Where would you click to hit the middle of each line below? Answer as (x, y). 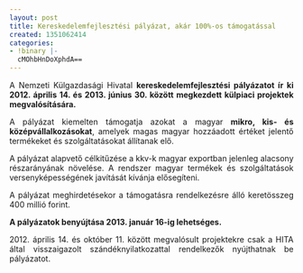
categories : (32, 43)
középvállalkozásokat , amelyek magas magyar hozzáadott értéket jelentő (151, 131)
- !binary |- (34, 51)
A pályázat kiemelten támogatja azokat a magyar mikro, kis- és (152, 122)
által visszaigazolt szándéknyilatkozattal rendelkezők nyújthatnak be (151, 249)
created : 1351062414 (48, 34)
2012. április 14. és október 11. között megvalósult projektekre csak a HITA (151, 239)
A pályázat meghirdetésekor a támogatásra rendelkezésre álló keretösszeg (151, 195)
